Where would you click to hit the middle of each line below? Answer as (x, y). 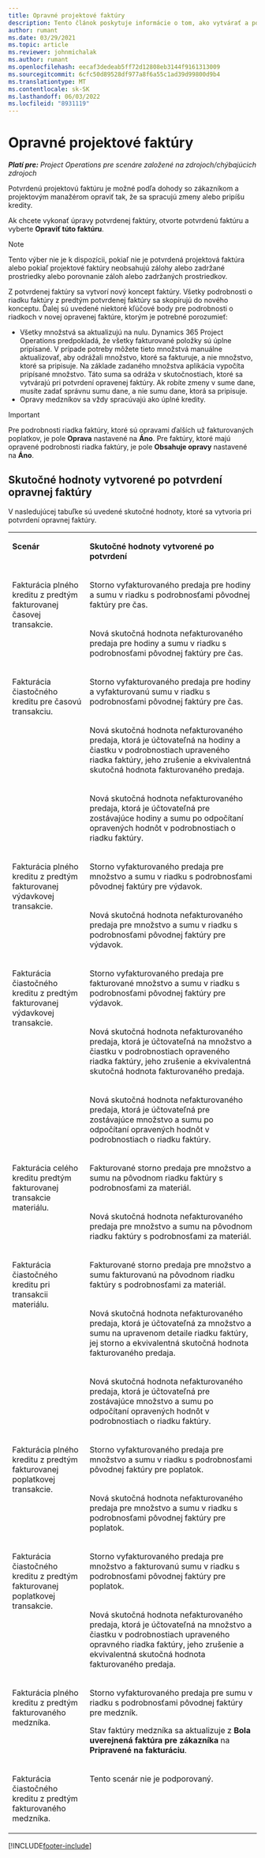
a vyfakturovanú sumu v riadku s (150, 691)
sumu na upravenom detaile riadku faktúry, (169, 1333)
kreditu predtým (42, 1177)
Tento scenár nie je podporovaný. (151, 1778)
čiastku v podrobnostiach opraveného (160, 1051)
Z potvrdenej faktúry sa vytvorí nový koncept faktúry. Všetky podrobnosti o (131, 292)
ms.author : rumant (38, 60)
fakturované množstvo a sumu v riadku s (165, 983)
